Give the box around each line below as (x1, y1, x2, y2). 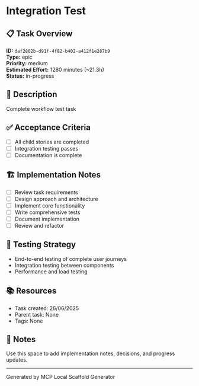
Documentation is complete (14, 151, 82, 158)
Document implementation (14, 215, 80, 222)
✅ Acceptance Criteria (6, 123, 91, 133)
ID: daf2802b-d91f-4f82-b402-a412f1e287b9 (6, 47, 111, 54)
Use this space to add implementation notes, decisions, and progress (6, 350, 175, 357)
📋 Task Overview (6, 28, 73, 39)
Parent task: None (14, 311, 59, 318)
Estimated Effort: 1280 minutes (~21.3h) (6, 66, 105, 73)
